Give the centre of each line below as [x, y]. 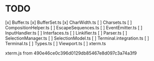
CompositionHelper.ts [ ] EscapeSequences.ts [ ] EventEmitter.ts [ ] [74, 27]
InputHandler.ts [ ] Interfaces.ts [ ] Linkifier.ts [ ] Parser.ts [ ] [66, 33]
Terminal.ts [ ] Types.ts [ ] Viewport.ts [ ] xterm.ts [56, 43]
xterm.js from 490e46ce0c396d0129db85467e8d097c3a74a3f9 [71, 53]
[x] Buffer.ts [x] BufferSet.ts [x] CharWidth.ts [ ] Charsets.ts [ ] [69, 22]
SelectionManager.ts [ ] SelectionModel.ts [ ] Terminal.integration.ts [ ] [77, 38]
